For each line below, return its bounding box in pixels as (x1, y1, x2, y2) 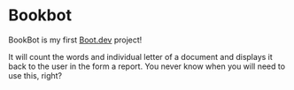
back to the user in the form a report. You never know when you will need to (8, 61, 285, 71)
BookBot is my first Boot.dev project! (8, 34, 143, 45)
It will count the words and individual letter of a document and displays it (8, 51, 274, 62)
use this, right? (8, 70, 63, 80)
